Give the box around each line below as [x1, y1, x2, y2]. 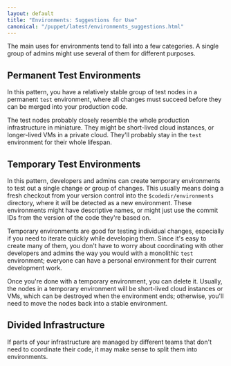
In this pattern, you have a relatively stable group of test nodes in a [7, 88, 198, 96]
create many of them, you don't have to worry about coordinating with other [7, 242, 224, 250]
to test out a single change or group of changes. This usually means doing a [7, 184, 224, 192]
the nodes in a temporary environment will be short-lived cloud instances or [7, 285, 223, 293]
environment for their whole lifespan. [7, 138, 112, 146]
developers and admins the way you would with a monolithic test [7, 249, 194, 257]
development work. [7, 264, 62, 272]
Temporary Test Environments [7, 158, 141, 170]
